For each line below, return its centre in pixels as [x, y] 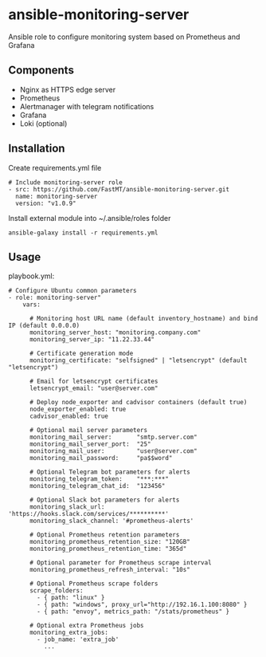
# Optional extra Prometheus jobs [87, 626]
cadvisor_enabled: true [69, 416]
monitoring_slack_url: [67, 507]
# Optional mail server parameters [88, 431]
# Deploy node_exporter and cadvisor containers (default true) [138, 403]
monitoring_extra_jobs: [69, 633]
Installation [37, 149]
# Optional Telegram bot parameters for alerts [110, 472]
